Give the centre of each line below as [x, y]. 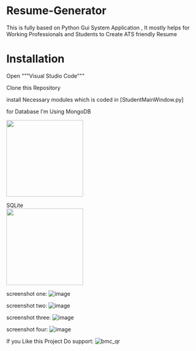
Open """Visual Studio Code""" [45, 76]
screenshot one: [27, 293]
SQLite [15, 205]
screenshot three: [28, 317]
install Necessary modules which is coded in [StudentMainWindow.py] [95, 99]
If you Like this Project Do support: [50, 341]
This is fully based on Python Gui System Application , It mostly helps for [98, 28]
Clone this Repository [33, 88]
